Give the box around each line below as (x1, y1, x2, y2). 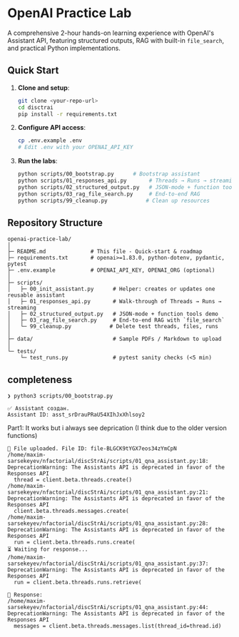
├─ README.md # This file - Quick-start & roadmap (7, 248, 203, 255)
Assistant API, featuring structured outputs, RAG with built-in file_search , (7, 36, 225, 44)
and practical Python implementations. (7, 44, 121, 52)
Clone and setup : (17, 83, 70, 92)
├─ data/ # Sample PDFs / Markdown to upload (7, 335, 222, 343)
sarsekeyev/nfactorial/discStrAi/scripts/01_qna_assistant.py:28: (7, 520, 209, 527)
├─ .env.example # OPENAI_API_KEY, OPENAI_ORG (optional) (7, 267, 215, 274)
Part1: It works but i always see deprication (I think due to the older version (7, 424, 227, 432)
